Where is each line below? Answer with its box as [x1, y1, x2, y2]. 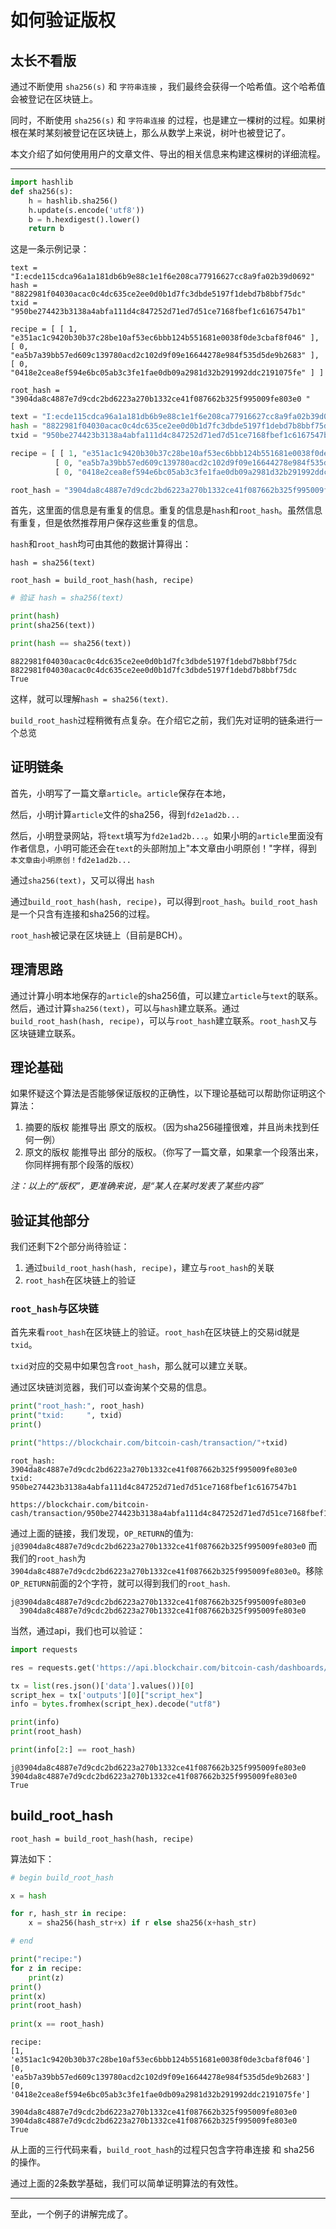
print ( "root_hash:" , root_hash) [10, 1401, 145, 1411]
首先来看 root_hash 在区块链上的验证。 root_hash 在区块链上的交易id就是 [10, 1326, 300, 1338]
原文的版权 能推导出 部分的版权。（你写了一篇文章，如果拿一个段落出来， [24, 1146, 324, 1158]
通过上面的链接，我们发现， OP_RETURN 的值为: [10, 1527, 194, 1539]
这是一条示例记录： [10, 243, 90, 255]
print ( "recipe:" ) [10, 1954, 83, 1965]
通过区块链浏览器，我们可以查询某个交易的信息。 [10, 1381, 212, 1393]
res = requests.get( [10, 1662, 97, 1673]
